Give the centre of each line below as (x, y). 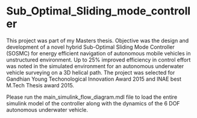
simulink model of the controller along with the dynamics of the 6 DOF (93, 103)
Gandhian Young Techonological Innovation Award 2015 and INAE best (94, 79)
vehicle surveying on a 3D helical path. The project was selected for (91, 72)
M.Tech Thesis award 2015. (40, 85)
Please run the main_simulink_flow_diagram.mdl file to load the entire (92, 97)
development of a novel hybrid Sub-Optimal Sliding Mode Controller (90, 47)
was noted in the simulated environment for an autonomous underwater (95, 66)
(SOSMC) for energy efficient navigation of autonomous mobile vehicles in (98, 53)
